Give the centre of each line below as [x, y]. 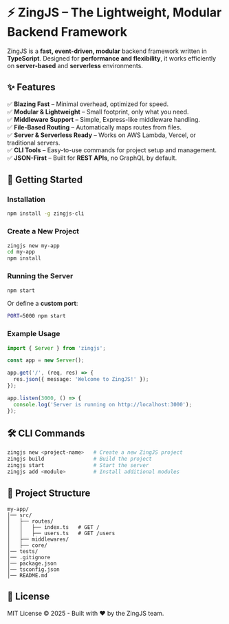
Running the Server [40, 276]
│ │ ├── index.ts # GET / [53, 527]
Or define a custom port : [43, 304]
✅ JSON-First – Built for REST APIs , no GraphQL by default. [92, 158]
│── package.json [32, 563]
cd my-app [21, 252]
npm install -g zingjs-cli [46, 214]
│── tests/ [23, 551]
